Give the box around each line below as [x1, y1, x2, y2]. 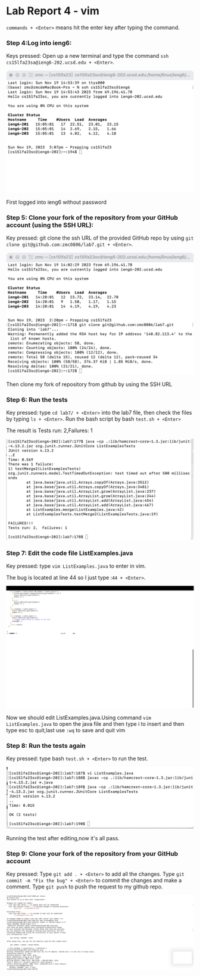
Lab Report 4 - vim [6, 4, 99, 18]
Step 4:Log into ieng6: [6, 39, 72, 47]
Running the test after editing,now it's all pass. [6, 834, 120, 841]
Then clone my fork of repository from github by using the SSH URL [6, 381, 173, 388]
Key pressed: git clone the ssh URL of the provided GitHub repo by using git [6, 234, 194, 242]
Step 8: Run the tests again [6, 741, 86, 750]
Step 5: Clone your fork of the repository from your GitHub [6, 213, 179, 222]
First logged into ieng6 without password [6, 198, 107, 206]
